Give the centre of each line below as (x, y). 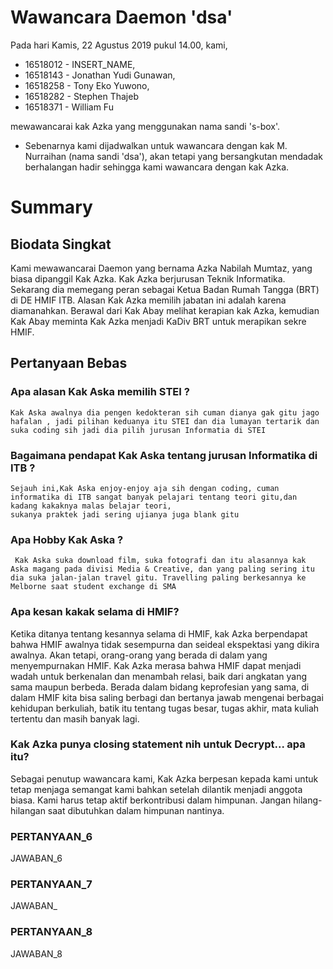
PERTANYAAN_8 (51, 932)
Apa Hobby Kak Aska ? (67, 539)
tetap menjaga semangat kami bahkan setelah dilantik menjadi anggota (156, 789)
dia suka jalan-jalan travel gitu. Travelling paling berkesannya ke (158, 578)
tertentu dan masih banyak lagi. (75, 718)
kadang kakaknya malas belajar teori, (91, 506)
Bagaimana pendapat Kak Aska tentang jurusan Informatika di (164, 455)
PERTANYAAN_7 (51, 884)
